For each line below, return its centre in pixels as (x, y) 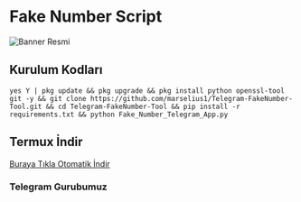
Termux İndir (46, 142)
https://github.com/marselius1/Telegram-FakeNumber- (192, 98)
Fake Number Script (86, 17)
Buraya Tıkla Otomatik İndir (60, 163)
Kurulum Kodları (56, 70)
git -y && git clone (48, 98)
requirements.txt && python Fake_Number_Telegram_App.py (119, 115)
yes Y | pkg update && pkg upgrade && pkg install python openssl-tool (147, 91)
